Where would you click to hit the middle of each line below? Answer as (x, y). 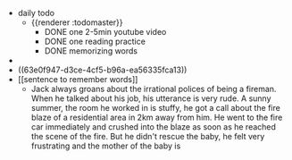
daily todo (36, 13)
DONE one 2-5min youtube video (105, 32)
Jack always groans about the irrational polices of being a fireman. (154, 89)
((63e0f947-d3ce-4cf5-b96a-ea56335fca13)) (102, 70)
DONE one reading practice (95, 41)
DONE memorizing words (91, 51)
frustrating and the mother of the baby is (106, 146)
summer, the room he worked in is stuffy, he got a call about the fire (156, 108)
